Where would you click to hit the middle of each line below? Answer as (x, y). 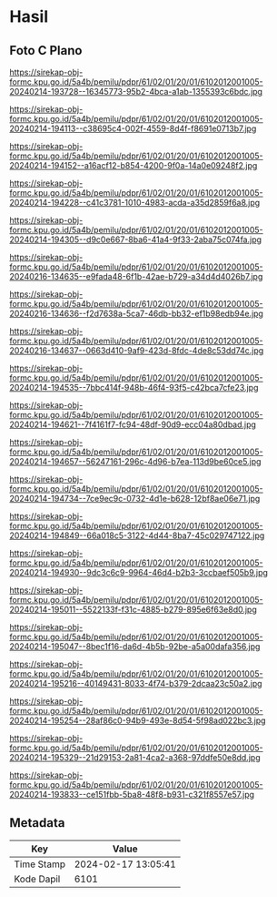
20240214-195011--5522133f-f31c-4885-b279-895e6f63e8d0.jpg (133, 609)
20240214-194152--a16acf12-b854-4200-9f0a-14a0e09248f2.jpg (134, 165)
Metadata (37, 823)
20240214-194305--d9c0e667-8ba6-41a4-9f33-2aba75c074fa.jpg (135, 240)
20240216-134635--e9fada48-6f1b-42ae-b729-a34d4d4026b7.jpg (136, 276)
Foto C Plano (46, 51)
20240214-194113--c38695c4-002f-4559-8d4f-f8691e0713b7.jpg (133, 128)
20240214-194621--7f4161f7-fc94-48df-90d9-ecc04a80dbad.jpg (133, 424)
